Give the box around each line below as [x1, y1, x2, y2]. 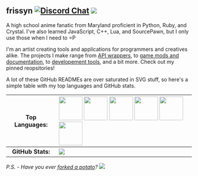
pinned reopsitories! [6, 64, 55, 71]
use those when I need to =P [6, 34, 76, 41]
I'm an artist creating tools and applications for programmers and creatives [6, 45, 188, 53]
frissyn [6, 6, 33, 16]
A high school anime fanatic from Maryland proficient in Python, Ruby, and [6, 21, 187, 28]
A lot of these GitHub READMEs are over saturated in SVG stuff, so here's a [6, 76, 189, 83]
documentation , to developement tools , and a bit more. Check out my [6, 58, 174, 65]
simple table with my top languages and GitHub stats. [6, 82, 136, 89]
